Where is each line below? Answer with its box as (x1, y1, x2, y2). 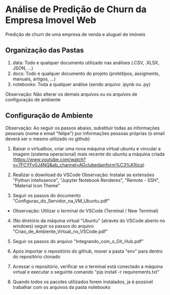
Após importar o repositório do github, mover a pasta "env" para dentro (12, 248, 163, 254)
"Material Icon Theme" (12, 182, 60, 189)
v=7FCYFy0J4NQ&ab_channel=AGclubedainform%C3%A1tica (12, 162, 144, 168)
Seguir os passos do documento (12, 192, 81, 198)
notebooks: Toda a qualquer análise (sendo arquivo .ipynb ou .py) (12, 81, 151, 87)
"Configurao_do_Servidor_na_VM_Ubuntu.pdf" (12, 198, 110, 204)
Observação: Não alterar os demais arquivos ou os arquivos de (5, 91, 137, 97)
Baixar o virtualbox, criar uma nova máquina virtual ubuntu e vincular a (12, 145, 161, 151)
